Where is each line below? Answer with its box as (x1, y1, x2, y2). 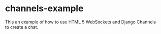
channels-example (5, 3, 84, 14)
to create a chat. (5, 24, 38, 30)
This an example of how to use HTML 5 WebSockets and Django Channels (5, 19, 156, 25)
